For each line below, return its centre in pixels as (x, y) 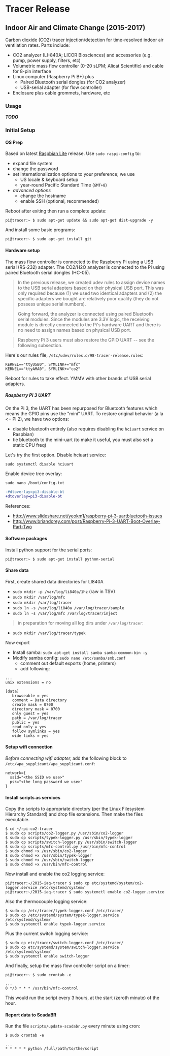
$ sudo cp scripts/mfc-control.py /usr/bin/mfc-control (65, 847)
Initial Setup (20, 130)
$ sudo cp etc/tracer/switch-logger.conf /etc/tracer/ (64, 943)
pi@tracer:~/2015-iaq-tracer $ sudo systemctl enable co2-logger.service (85, 892)
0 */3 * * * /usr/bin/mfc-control (42, 988)
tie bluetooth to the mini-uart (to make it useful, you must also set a (83, 440)
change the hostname (43, 196)
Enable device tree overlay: (34, 474)
